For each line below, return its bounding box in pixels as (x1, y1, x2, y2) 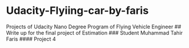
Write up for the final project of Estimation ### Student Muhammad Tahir (6, 29, 183, 36)
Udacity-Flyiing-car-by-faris (6, 4, 149, 17)
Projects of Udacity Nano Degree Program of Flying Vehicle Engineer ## (6, 23, 181, 30)
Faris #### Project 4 (6, 35, 56, 42)
